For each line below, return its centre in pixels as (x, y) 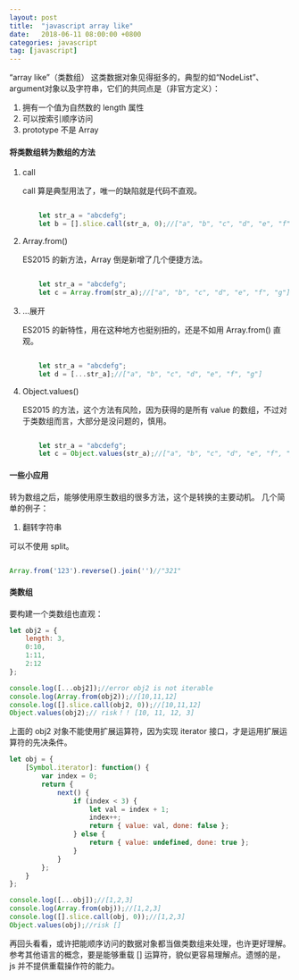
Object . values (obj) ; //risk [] (66, 925)
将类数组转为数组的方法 (52, 152)
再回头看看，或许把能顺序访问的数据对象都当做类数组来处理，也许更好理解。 (150, 943)
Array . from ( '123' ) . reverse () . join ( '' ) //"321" (95, 570)
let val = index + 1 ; (129, 809)
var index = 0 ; (70, 776)
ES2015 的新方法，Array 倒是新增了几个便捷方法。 (115, 259)
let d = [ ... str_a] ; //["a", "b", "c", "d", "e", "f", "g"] (151, 374)
